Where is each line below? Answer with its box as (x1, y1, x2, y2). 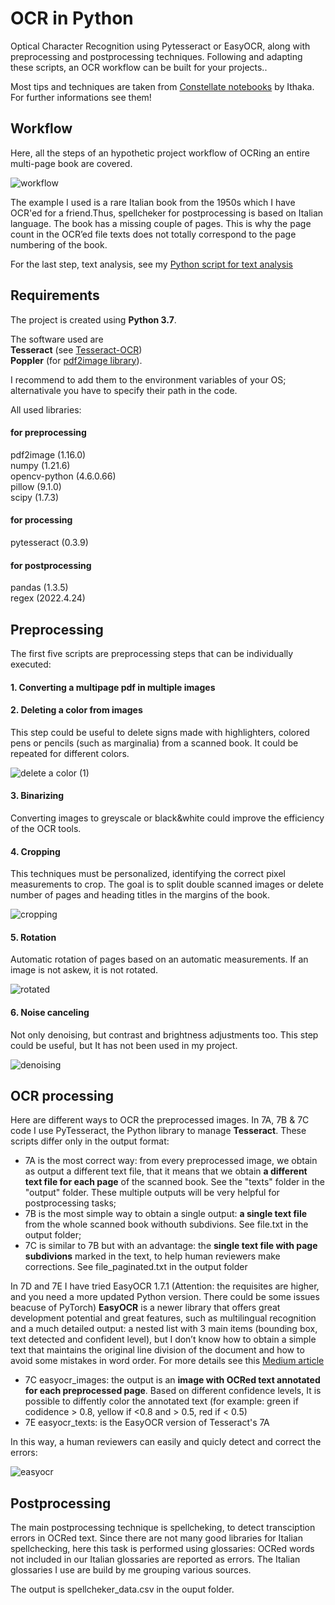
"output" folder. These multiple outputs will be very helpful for (24, 1187, 280, 1199)
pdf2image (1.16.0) (10, 448, 87, 461)
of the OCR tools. (10, 822, 82, 834)
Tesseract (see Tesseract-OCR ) (10, 343, 143, 356)
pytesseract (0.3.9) (10, 536, 89, 548)
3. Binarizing (10, 790, 65, 802)
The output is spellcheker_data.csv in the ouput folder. (10, 1583, 235, 1596)
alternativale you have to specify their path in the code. (10, 384, 238, 396)
